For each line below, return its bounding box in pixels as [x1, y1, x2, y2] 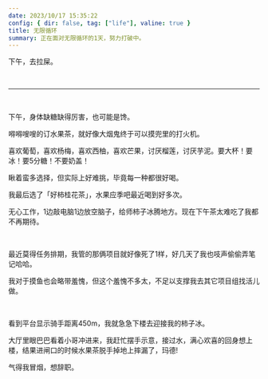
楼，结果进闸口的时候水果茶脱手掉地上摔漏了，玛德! [8, 345, 179, 355]
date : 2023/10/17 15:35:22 [8, 11, 98, 20]
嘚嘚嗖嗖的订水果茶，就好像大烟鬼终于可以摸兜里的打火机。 [8, 129, 204, 139]
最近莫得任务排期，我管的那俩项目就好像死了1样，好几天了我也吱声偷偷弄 [8, 249, 249, 259]
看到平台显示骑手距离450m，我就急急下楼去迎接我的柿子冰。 [8, 318, 210, 328]
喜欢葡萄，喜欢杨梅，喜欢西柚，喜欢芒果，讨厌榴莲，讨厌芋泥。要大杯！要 [8, 146, 253, 156]
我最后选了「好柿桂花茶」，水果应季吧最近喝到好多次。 [8, 190, 187, 199]
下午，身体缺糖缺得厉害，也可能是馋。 [8, 113, 134, 122]
